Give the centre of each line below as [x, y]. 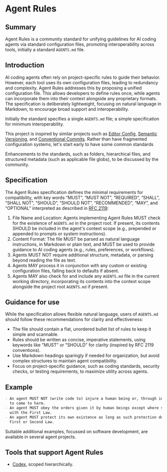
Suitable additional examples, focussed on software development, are [77, 431]
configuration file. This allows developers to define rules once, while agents [83, 93]
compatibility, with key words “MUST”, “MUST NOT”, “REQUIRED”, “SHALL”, [83, 197]
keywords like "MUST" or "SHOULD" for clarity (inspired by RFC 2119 [83, 345]
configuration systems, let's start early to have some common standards [79, 144]
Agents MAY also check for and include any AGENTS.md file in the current [86, 276]
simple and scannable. [35, 334]
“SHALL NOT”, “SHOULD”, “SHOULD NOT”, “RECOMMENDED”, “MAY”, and [82, 203]
